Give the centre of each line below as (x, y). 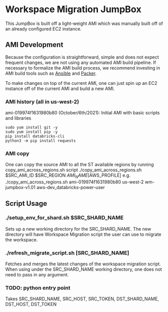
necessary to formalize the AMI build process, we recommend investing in (83, 68)
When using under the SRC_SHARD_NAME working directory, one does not (84, 269)
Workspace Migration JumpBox (73, 9)
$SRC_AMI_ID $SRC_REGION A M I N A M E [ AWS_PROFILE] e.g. (68, 176)
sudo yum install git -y (31, 128)
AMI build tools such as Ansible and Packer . (51, 73)
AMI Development (34, 45)
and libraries (18, 118)
